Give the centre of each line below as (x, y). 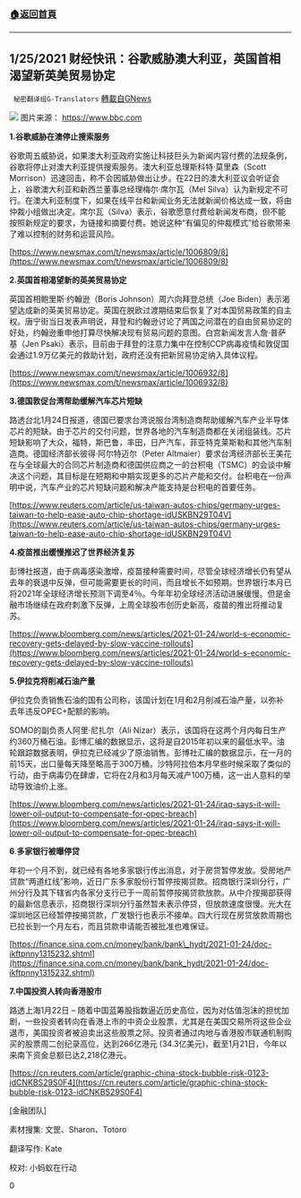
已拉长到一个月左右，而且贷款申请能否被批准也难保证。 (111, 927)
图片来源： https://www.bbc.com (81, 117)
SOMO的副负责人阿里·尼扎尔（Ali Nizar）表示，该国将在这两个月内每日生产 (148, 730)
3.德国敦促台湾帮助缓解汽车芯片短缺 (76, 401)
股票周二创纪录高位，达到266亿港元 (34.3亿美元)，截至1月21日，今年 (152, 1044)
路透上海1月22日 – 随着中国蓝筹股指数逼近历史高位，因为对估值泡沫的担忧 (146, 1011)
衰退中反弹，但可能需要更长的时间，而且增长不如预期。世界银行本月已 (162, 582)
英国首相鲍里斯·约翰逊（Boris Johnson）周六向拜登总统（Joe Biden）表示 (146, 299)
